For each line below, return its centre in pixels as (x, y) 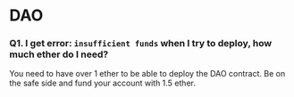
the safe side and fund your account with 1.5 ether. (103, 83)
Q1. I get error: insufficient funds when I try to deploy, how (141, 44)
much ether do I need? (59, 54)
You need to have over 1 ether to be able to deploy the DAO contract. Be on (147, 74)
